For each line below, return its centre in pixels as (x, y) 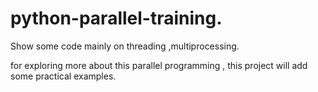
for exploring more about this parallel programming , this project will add (159, 65)
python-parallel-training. (116, 18)
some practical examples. (63, 76)
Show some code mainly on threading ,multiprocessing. (125, 46)
